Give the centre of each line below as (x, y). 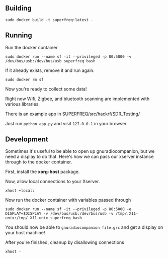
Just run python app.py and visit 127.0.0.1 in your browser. (66, 123)
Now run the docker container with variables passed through (68, 200)
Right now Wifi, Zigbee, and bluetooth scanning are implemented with (77, 99)
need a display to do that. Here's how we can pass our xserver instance (79, 157)
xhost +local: (20, 191)
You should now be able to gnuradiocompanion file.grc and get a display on (84, 227)
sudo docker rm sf (24, 79)
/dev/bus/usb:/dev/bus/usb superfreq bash (50, 61)
